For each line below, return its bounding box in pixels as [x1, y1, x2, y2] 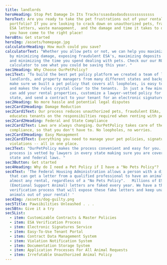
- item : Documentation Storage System [9, 243, 90, 248]
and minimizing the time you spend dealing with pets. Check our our [9, 58, 157, 63]
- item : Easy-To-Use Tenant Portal [9, 229, 83, 234]
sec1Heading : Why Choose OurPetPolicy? [5, 68, 88, 73]
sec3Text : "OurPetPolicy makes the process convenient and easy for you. [5, 146, 162, 151]
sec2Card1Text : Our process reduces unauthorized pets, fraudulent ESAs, [5, 109, 162, 114]
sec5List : [5, 211, 26, 216]
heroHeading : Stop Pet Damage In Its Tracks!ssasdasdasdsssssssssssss [5, 12, 155, 17]
